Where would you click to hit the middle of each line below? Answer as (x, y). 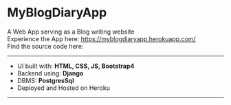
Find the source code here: (45, 46)
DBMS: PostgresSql (45, 80)
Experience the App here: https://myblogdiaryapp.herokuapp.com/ (101, 38)
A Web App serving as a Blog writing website (71, 32)
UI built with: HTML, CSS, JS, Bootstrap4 (76, 66)
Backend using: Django (50, 73)
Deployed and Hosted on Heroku (63, 88)
